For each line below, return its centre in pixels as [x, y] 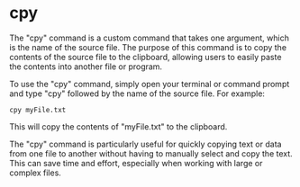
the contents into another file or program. [86, 67]
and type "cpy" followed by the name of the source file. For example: [137, 93]
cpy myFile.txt [38, 110]
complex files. [35, 173]
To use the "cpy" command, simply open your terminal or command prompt [150, 84]
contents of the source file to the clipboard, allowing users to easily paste [145, 57]
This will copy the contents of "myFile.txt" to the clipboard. [118, 126]
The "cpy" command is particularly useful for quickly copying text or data [145, 144]
